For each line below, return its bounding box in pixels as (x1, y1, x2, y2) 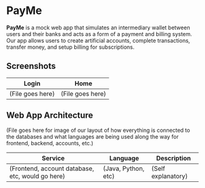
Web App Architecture (6, 110, 93, 121)
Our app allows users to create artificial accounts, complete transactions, (6, 37, 190, 44)
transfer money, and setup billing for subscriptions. (6, 43, 135, 51)
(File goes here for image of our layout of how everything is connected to (6, 126, 190, 134)
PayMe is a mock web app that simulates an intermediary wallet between (6, 24, 190, 31)
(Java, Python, (103, 164, 145, 173)
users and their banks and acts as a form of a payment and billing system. (6, 30, 192, 37)
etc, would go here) (9, 172, 65, 180)
